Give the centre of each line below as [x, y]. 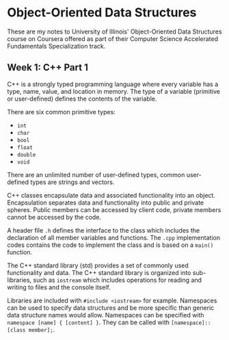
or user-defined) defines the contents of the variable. [82, 99]
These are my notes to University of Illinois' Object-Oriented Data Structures [114, 31]
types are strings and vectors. [72, 182]
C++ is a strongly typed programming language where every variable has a [113, 84]
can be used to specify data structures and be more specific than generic [111, 308]
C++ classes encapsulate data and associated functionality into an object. [111, 195]
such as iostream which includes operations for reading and [118, 280]
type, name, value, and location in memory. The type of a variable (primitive [114, 91]
